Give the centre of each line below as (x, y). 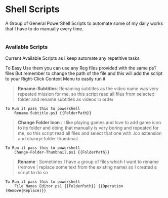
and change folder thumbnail (48, 138)
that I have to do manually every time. (44, 28)
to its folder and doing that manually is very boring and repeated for (88, 128)
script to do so (33, 172)
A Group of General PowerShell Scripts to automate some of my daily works (84, 23)
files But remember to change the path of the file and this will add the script (84, 73)
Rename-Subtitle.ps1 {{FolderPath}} (53, 113)
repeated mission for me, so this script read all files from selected (86, 94)
